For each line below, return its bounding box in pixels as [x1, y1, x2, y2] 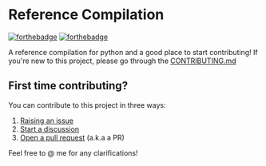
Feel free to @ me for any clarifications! [8, 148, 138, 157]
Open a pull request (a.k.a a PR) [19, 132, 125, 142]
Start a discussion [19, 124, 80, 133]
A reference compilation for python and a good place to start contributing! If [8, 47, 258, 57]
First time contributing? [8, 79, 129, 93]
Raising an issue [19, 116, 74, 125]
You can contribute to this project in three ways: [8, 100, 166, 109]
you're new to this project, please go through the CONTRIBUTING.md [8, 56, 237, 65]
